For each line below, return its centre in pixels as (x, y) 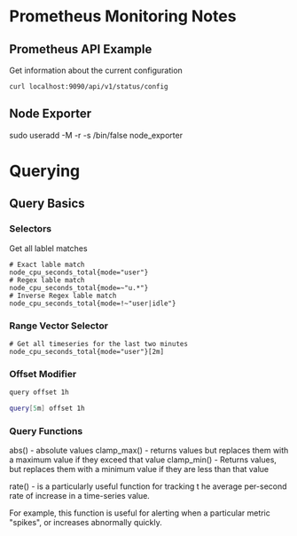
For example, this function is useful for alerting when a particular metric (140, 513)
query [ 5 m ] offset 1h (47, 409)
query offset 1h (39, 392)
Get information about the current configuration (96, 70)
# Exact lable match (47, 264)
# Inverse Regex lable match (63, 296)
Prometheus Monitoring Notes (123, 16)
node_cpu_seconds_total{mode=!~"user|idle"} (93, 303)
